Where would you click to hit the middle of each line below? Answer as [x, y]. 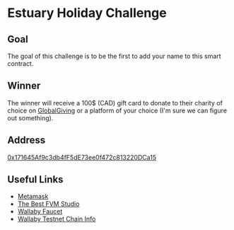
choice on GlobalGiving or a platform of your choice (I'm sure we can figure [117, 110]
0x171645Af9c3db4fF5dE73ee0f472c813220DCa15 [82, 157]
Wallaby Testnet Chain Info [57, 219]
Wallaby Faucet [40, 212]
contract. [21, 64]
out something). [30, 117]
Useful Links [35, 179]
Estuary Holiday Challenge [87, 13]
